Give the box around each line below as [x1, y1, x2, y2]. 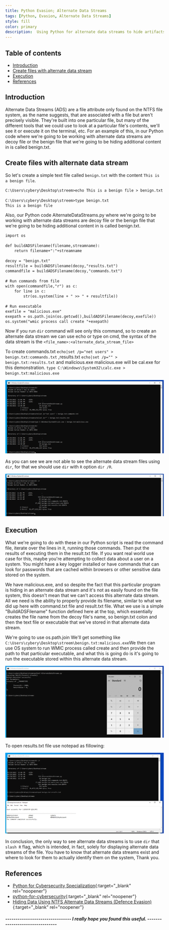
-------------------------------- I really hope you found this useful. [5, 915, 147, 922]
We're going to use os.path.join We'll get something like [5, 634, 121, 640]
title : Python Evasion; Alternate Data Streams [5, 8, 107, 13]
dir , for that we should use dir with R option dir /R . [5, 463, 113, 470]
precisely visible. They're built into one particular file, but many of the [5, 117, 149, 123]
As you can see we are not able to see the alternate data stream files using [5, 458, 160, 464]
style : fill [5, 19, 30, 24]
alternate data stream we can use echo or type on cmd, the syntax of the [5, 333, 157, 339]
